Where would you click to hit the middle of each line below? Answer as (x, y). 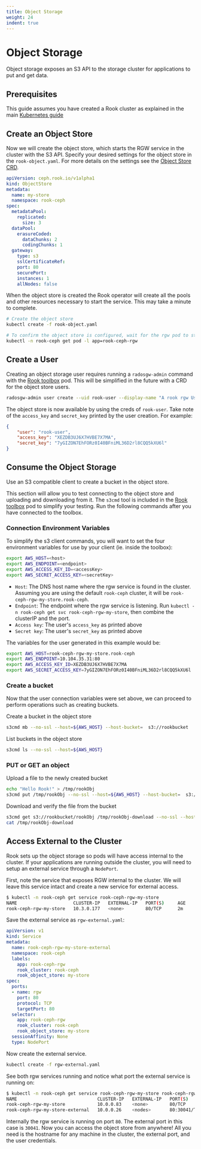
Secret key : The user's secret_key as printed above (78, 631)
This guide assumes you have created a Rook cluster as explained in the (95, 109)
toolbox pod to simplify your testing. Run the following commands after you (99, 506)
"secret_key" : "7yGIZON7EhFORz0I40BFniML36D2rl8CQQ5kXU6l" (92, 443)
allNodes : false (37, 284)
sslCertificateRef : (41, 262)
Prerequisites (32, 94)
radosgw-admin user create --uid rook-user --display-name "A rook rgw (97, 398)
